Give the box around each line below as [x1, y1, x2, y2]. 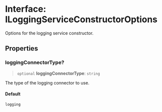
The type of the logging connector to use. [5, 80, 90, 85]
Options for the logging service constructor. [5, 30, 94, 36]
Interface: [5, 3, 47, 15]
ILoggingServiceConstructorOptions [5, 14, 158, 25]
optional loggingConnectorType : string [17, 70, 100, 76]
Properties [5, 44, 38, 53]
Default [5, 91, 21, 97]
